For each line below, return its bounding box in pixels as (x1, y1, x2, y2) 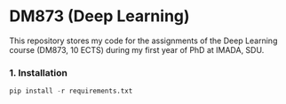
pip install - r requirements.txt (9, 86, 133, 96)
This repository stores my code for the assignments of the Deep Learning (9, 35, 278, 46)
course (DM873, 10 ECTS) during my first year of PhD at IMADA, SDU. (9, 44, 265, 55)
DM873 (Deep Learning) (9, 6, 190, 26)
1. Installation (9, 66, 68, 78)
